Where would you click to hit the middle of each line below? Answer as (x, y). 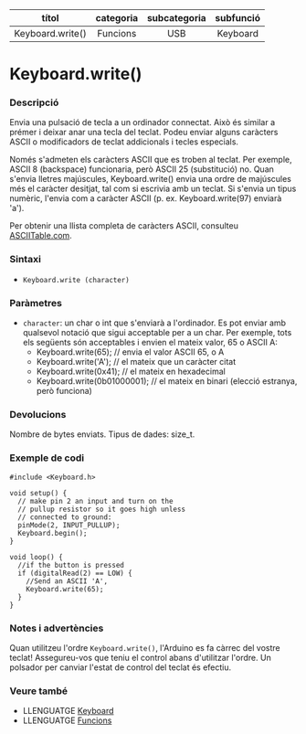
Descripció (34, 102)
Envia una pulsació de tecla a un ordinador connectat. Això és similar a (142, 122)
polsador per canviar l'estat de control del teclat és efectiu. (121, 667)
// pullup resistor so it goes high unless (101, 509)
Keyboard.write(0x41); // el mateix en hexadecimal (131, 372)
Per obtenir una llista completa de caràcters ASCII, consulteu (124, 226)
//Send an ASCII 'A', (67, 581)
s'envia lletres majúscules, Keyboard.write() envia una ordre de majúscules (151, 179)
